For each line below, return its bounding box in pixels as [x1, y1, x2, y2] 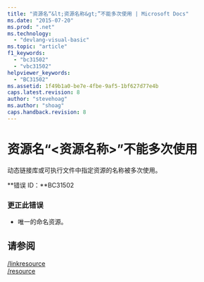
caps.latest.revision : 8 [7, 89, 80, 96]
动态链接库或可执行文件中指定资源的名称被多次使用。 [7, 166, 162, 174]
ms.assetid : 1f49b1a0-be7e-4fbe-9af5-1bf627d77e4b [7, 82, 159, 90]
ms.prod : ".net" [7, 23, 55, 30]
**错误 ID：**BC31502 [7, 180, 75, 189]
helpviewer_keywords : [7, 69, 71, 76]
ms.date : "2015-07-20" [7, 17, 74, 24]
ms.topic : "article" [7, 43, 68, 50]
